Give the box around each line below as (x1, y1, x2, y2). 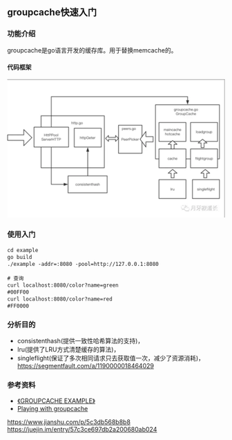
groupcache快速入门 (7, 6, 97, 19)
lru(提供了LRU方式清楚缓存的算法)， (17, 345, 120, 354)
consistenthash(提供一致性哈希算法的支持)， (17, 336, 144, 345)
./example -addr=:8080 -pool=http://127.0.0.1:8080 (7, 260, 159, 267)
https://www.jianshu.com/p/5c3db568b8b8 (7, 418, 131, 426)
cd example (7, 247, 39, 254)
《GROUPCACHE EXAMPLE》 (17, 396, 95, 405)
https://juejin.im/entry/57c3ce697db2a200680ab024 (7, 425, 157, 434)
